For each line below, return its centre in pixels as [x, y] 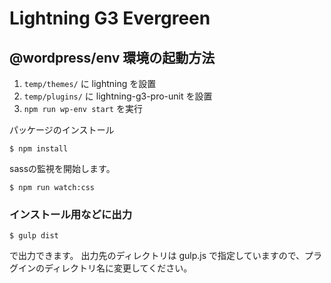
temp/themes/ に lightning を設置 [90, 83]
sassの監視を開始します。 [62, 168]
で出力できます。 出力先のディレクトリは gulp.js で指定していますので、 [157, 256]
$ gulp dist [34, 236]
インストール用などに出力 [70, 214]
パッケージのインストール [62, 130]
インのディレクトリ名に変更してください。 [105, 268]
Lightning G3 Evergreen [110, 18]
